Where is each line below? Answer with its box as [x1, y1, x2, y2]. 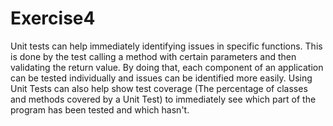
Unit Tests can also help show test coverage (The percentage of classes [10, 82, 308, 94]
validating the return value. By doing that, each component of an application [10, 61, 324, 73]
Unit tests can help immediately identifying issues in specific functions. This [10, 40, 323, 52]
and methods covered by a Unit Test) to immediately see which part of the [10, 93, 317, 105]
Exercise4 [10, 7, 96, 30]
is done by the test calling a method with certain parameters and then [10, 50, 297, 62]
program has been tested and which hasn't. [10, 103, 190, 116]
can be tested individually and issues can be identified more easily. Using [10, 72, 313, 84]
